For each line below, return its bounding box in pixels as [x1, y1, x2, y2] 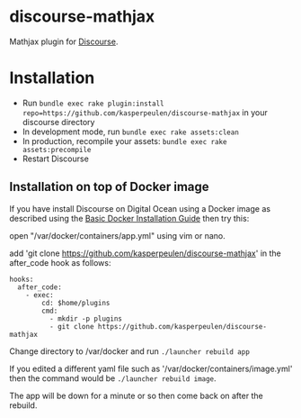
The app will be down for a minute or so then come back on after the [9, 390, 263, 401]
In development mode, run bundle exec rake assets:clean [22, 126, 240, 137]
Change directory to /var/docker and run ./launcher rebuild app [9, 345, 250, 357]
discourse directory [22, 116, 95, 127]
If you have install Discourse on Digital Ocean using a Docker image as [9, 203, 271, 214]
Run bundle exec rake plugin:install [22, 97, 164, 108]
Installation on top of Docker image [9, 179, 209, 195]
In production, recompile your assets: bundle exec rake [22, 135, 227, 146]
